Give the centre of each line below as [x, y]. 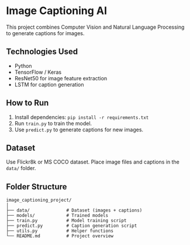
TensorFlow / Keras [38, 72]
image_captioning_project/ [39, 200]
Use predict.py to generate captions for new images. [79, 130]
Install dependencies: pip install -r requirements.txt [82, 117]
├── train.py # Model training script [66, 221]
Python [23, 66]
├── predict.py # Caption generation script [72, 226]
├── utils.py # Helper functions [60, 231]
